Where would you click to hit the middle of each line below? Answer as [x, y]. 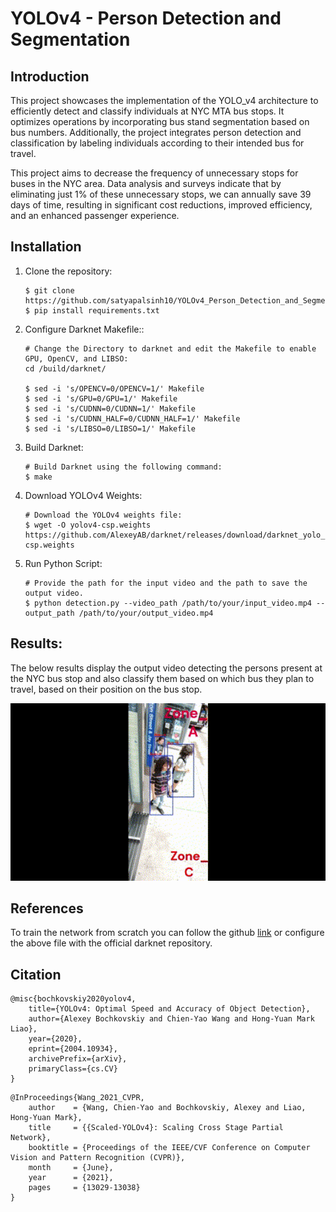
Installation [46, 247]
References [47, 908]
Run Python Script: [63, 563]
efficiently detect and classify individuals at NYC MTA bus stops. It [147, 111]
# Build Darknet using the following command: [123, 467]
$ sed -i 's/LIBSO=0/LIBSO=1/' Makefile [110, 428]
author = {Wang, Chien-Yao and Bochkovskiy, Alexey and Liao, [167, 1108]
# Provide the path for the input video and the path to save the [166, 583]
